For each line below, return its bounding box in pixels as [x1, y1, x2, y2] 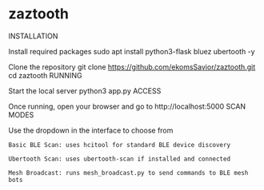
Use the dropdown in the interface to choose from [8, 125, 174, 135]
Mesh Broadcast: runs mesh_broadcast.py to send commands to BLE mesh [8, 168, 249, 176]
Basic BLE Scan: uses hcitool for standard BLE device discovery [8, 141, 230, 148]
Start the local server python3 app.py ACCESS [8, 85, 162, 96]
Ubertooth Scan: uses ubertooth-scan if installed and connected [8, 155, 230, 163]
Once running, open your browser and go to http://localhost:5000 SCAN [8, 101, 246, 111]
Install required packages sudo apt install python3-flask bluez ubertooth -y [8, 46, 255, 56]
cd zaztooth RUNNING [8, 70, 82, 80]
